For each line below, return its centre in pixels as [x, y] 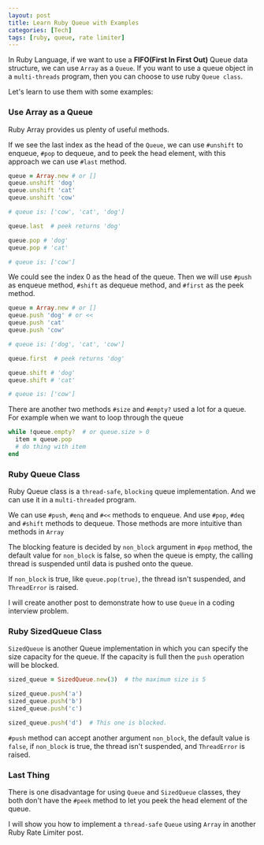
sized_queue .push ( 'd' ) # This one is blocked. [88, 723]
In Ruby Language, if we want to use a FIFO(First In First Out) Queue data [128, 60]
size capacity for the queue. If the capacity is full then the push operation [126, 657]
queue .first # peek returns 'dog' [67, 358]
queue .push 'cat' [37, 323]
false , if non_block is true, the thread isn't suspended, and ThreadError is [127, 746]
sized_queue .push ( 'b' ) [45, 702]
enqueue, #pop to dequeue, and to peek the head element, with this [117, 153]
